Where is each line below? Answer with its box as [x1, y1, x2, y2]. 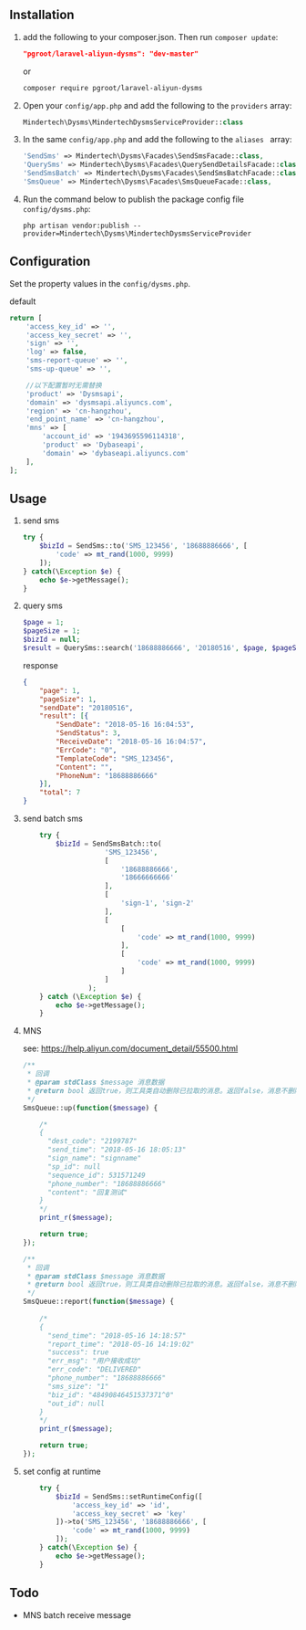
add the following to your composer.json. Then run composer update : [22, 31, 279, 42]
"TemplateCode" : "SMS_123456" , [56, 753, 175, 763]
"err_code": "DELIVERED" [46, 1365, 142, 1374]
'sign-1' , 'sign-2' [120, 899, 195, 908]
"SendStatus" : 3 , [56, 729, 121, 738]
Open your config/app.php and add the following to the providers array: [22, 100, 292, 110]
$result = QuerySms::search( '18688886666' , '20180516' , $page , [22, 644, 269, 653]
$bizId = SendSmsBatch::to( [56, 839, 162, 848]
